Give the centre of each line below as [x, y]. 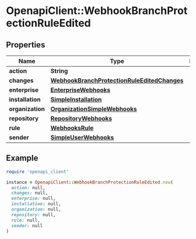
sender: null [27, 226]
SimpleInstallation [76, 99]
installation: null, [36, 204]
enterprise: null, [34, 199]
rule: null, [26, 220]
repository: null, [34, 214]
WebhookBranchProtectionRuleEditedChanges [117, 80]
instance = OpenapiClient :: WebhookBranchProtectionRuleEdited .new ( [90, 182]
